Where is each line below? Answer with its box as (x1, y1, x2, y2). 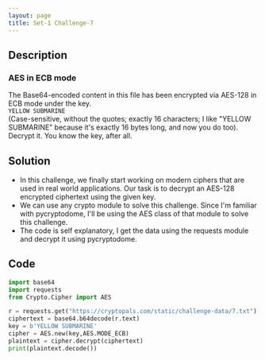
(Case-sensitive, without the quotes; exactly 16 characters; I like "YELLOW (8, 114, 252, 124)
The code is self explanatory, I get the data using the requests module (19, 226, 249, 235)
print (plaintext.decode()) (8, 344, 98, 352)
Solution (8, 154, 51, 168)
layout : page (8, 11, 52, 20)
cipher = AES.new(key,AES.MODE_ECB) (8, 330, 129, 338)
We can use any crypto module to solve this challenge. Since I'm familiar (19, 200, 258, 210)
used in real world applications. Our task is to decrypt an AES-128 (19, 184, 235, 193)
